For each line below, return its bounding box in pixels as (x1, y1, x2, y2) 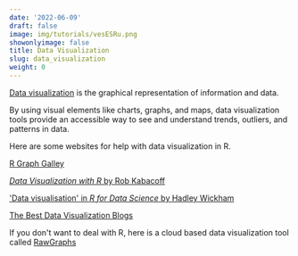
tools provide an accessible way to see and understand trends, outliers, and (9, 113, 288, 125)
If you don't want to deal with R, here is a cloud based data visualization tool (9, 227, 290, 237)
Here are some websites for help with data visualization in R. (9, 140, 232, 152)
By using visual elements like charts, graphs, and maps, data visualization (9, 104, 280, 115)
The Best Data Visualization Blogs (9, 210, 134, 220)
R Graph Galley (9, 158, 65, 169)
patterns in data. (9, 123, 70, 134)
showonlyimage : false (9, 37, 90, 47)
